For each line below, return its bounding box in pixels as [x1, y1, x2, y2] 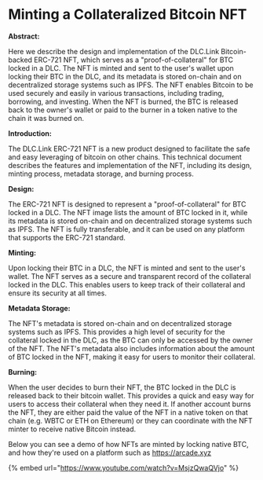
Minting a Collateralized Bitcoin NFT [8, 5, 247, 24]
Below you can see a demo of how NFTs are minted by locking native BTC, [8, 439, 249, 449]
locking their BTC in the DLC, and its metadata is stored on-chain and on [8, 71, 242, 81]
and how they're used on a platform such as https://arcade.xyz [8, 448, 212, 457]
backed [8, 55, 33, 64]
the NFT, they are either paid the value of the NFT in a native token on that [8, 407, 249, 417]
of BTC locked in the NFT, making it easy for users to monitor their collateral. [8, 352, 256, 361]
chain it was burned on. [8, 113, 85, 123]
